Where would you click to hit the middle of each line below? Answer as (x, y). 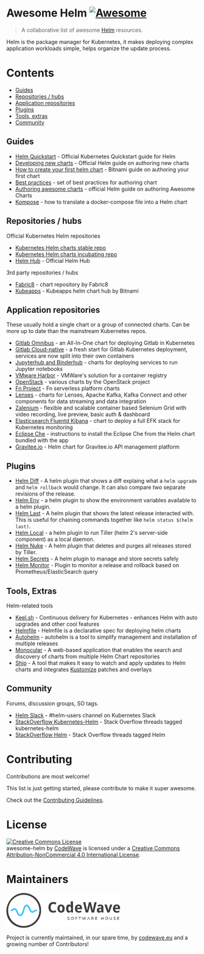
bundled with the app (42, 441)
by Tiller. (26, 552)
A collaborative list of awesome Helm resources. (82, 30)
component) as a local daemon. (55, 539)
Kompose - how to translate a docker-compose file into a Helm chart (101, 202)
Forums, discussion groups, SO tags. (53, 703)
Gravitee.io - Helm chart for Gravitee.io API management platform (97, 447)
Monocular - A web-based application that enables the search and (99, 650)
